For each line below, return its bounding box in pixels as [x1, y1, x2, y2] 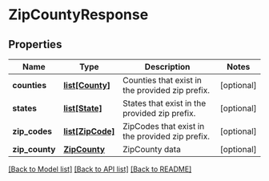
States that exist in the [122, 98, 207, 109]
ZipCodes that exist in [122, 121, 205, 131]
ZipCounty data [122, 144, 182, 155]
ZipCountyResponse [8, 6, 149, 24]
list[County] [63, 80, 110, 90]
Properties [8, 38, 62, 51]
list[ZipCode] [63, 126, 115, 137]
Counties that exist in [122, 74, 202, 86]
